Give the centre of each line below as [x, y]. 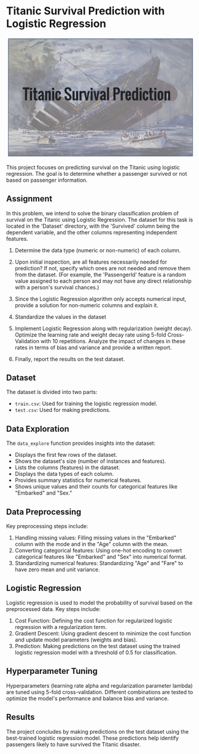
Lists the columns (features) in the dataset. [67, 468]
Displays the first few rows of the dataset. [66, 455]
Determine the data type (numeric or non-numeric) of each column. [98, 250]
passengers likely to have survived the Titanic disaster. [74, 744]
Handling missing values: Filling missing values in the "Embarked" [96, 538]
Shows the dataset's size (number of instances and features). [90, 461]
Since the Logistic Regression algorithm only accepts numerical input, [100, 299]
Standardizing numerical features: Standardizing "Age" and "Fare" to [99, 563]
